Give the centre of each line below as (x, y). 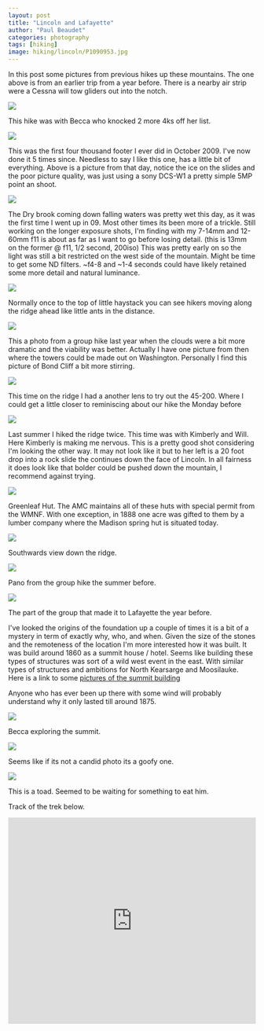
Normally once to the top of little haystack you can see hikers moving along (130, 303)
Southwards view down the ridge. (62, 552)
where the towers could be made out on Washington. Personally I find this (128, 358)
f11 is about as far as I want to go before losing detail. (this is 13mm (139, 239)
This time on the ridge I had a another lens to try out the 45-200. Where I (126, 396)
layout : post (29, 15)
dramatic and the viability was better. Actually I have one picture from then (128, 349)
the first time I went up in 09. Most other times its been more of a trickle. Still (132, 222)
